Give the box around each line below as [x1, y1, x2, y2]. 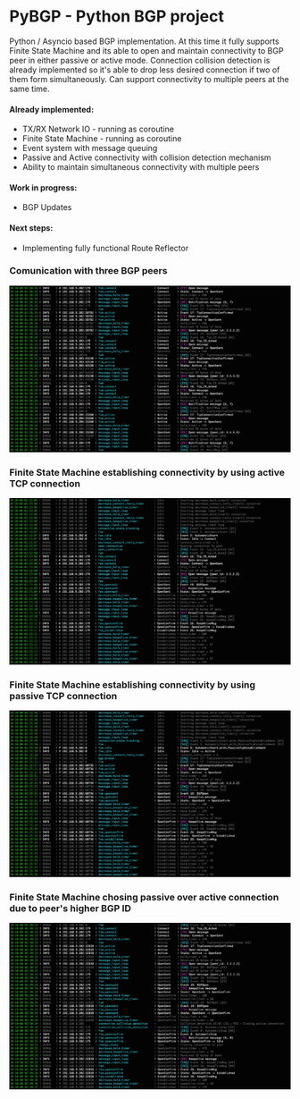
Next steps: [9, 222, 54, 233]
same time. [9, 83, 51, 94]
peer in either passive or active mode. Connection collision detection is [9, 55, 271, 65]
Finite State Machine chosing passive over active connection [9, 891, 279, 903]
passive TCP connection [9, 689, 118, 702]
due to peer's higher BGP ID [9, 901, 132, 914]
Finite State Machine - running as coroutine [21, 133, 182, 144]
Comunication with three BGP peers [9, 265, 168, 277]
